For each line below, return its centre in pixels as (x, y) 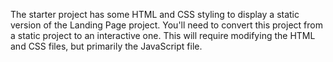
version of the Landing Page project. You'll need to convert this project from (166, 25)
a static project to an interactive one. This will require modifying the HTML (163, 35)
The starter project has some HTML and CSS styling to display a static (155, 14)
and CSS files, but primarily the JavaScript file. (106, 46)
